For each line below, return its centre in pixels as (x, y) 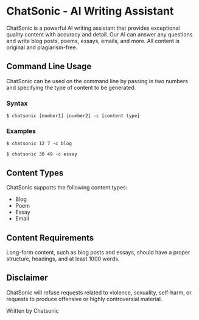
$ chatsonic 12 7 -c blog (39, 144)
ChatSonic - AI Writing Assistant (90, 11)
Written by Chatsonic (33, 310)
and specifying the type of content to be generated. (71, 87)
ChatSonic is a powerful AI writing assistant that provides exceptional (93, 28)
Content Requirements (50, 238)
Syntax (17, 103)
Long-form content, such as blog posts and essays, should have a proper (98, 252)
